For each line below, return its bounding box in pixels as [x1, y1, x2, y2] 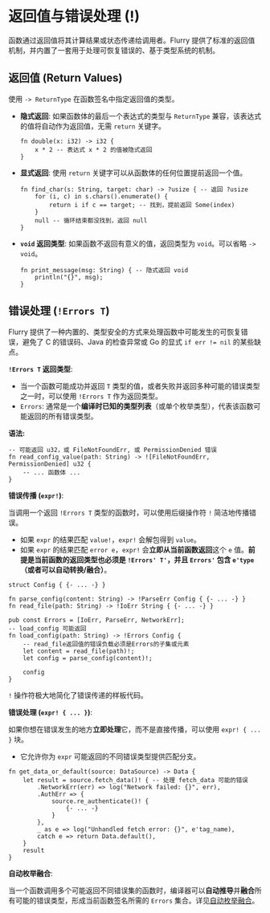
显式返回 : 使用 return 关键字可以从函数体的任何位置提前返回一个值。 [19, 168, 247, 177]
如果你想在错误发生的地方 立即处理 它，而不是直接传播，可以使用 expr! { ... [8, 724, 261, 734]
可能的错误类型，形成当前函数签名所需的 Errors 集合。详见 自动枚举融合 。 [14, 895, 260, 905]
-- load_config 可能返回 [8, 624, 87, 633]
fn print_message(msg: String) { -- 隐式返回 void [19, 266, 189, 274]
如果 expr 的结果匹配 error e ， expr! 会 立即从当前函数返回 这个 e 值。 [19, 544, 249, 554]
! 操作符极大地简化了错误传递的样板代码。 [8, 690, 149, 699]
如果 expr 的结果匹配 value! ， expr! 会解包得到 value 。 [19, 535, 201, 544]
